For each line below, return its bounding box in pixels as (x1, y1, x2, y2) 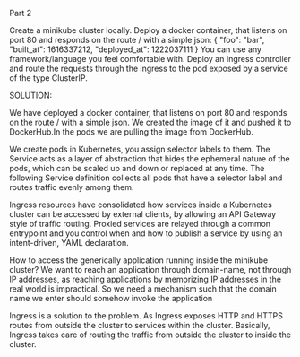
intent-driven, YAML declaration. (9, 238, 130, 248)
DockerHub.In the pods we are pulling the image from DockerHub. (9, 126, 253, 137)
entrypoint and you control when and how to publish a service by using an (9, 228, 283, 239)
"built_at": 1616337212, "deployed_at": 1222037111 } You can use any (9, 44, 262, 55)
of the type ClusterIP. (9, 73, 88, 83)
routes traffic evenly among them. (9, 182, 134, 192)
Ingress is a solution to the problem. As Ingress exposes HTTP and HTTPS (9, 310, 284, 321)
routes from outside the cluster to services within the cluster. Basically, (9, 320, 270, 330)
